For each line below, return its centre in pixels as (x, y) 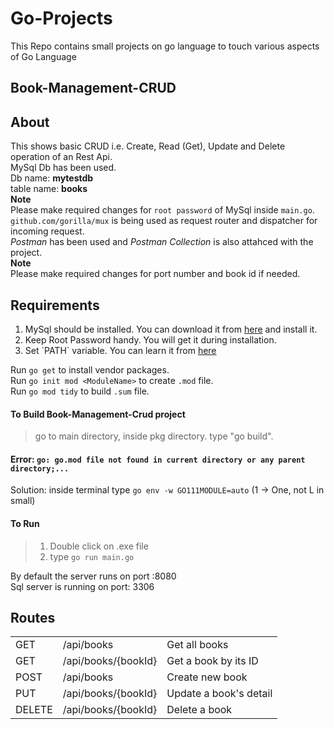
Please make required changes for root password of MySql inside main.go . (162, 210)
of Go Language (43, 56)
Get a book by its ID (212, 661)
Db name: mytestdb (52, 178)
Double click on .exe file (99, 546)
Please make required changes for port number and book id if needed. (155, 274)
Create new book (207, 677)
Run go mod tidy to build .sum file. (80, 391)
